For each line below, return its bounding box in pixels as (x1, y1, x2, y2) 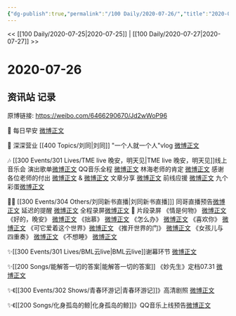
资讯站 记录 (7, 91, 56, 103)
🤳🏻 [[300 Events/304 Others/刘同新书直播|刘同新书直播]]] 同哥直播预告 (7, 197, 213, 206)
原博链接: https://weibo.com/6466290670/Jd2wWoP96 (7, 111, 167, 119)
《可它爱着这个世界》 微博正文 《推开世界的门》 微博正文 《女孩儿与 (27, 223, 223, 232)
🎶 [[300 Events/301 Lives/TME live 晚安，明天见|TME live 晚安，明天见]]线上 (7, 156, 228, 164)
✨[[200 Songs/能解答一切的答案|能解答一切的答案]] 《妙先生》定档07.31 (7, 262, 216, 270)
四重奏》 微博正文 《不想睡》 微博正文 (7, 232, 117, 241)
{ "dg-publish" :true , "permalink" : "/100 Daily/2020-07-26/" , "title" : (7, 10, 209, 18)
